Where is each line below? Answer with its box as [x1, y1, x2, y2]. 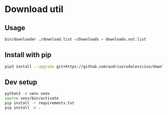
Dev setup [5, 78, 38, 86]
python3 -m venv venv [5, 91, 50, 96]
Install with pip [5, 51, 52, 59]
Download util [5, 4, 64, 15]
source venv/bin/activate [5, 96, 59, 101]
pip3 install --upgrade [5, 64, 55, 69]
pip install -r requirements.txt [5, 100, 75, 106]
